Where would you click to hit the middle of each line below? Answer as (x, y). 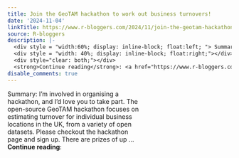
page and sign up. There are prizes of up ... (71, 139)
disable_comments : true (43, 73)
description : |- (31, 41)
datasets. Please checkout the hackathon (68, 132)
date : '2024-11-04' (36, 21)
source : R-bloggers (36, 34)
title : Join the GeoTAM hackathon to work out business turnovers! (110, 14)
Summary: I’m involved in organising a (63, 94)
